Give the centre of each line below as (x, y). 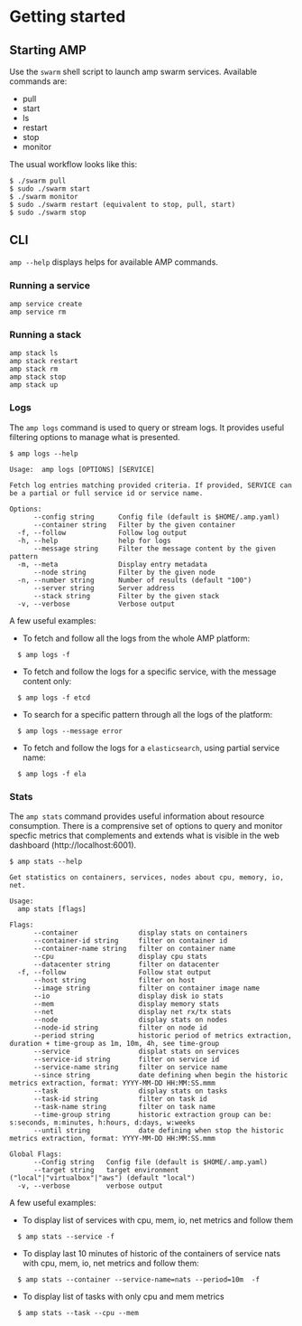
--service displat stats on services (137, 1051)
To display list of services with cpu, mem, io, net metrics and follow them (158, 1220)
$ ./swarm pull (38, 181)
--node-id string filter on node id (120, 1028)
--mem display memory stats (126, 1004)
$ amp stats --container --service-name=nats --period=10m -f (138, 1280)
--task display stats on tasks (130, 1091)
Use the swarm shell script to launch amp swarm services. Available (133, 71)
